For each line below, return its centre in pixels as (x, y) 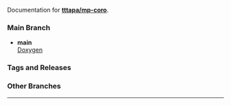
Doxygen (30, 50)
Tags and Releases (39, 68)
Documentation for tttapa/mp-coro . (58, 10)
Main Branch (29, 27)
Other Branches (34, 86)
